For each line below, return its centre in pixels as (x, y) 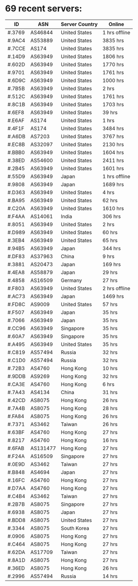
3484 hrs (113, 128)
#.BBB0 (16, 152)
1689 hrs (113, 184)
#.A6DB (16, 136)
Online (116, 24)
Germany (71, 280)
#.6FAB (16, 448)
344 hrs (112, 248)
